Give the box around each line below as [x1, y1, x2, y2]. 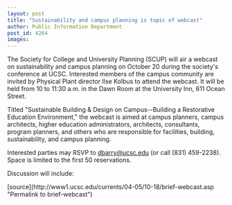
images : [7, 36, 30, 43]
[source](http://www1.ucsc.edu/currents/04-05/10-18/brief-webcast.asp [7, 183, 215, 191]
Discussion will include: [7, 170, 74, 178]
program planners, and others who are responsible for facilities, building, [7, 128, 215, 136]
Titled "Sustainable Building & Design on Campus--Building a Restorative [7, 106, 215, 114]
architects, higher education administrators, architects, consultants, [7, 120, 200, 129]
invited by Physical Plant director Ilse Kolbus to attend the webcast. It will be [7, 77, 224, 85]
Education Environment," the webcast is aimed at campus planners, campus [7, 113, 224, 122]
